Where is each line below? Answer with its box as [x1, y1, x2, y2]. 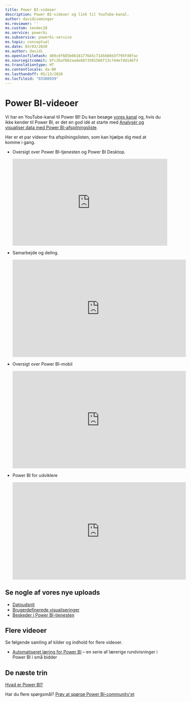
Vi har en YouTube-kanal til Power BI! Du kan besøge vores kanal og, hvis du [5, 114, 161, 120]
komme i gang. [5, 139, 36, 145]
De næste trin [5, 668, 48, 677]
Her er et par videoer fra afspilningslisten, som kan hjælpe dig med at [5, 134, 147, 140]
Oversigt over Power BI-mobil [12, 361, 73, 367]
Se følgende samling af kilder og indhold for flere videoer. [5, 639, 123, 646]
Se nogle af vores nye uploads [5, 588, 100, 597]
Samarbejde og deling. [12, 249, 59, 255]
